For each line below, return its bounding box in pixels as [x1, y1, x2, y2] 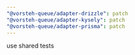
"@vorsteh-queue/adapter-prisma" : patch [6, 23, 126, 30]
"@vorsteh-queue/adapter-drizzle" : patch [6, 10, 129, 17]
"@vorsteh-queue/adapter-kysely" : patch [6, 16, 126, 23]
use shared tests [6, 42, 54, 50]
